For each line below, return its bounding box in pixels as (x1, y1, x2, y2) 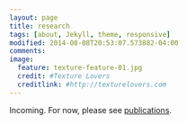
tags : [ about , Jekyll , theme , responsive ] (9, 30, 171, 39)
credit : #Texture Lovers (17, 72, 111, 81)
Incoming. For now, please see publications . (9, 104, 173, 115)
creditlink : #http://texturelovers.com (17, 80, 167, 89)
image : (9, 55, 34, 64)
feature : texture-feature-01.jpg (17, 64, 143, 73)
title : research (9, 22, 70, 31)
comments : (9, 47, 47, 56)
